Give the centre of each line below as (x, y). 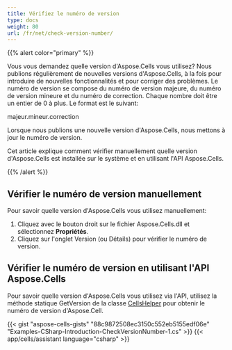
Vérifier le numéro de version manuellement (105, 194)
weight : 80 (23, 26)
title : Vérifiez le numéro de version (63, 14)
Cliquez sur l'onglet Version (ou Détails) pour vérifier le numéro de (112, 239)
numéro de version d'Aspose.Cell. (56, 310)
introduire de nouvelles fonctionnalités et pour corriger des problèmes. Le (113, 81)
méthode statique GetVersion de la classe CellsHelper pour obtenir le (106, 303)
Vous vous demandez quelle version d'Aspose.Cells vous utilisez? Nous (109, 66)
